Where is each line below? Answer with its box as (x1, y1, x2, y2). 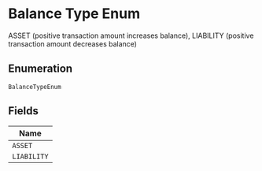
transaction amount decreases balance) (8, 39, 138, 48)
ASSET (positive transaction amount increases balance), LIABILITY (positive (8, 31, 254, 40)
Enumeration (8, 62, 73, 76)
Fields (8, 104, 39, 118)
